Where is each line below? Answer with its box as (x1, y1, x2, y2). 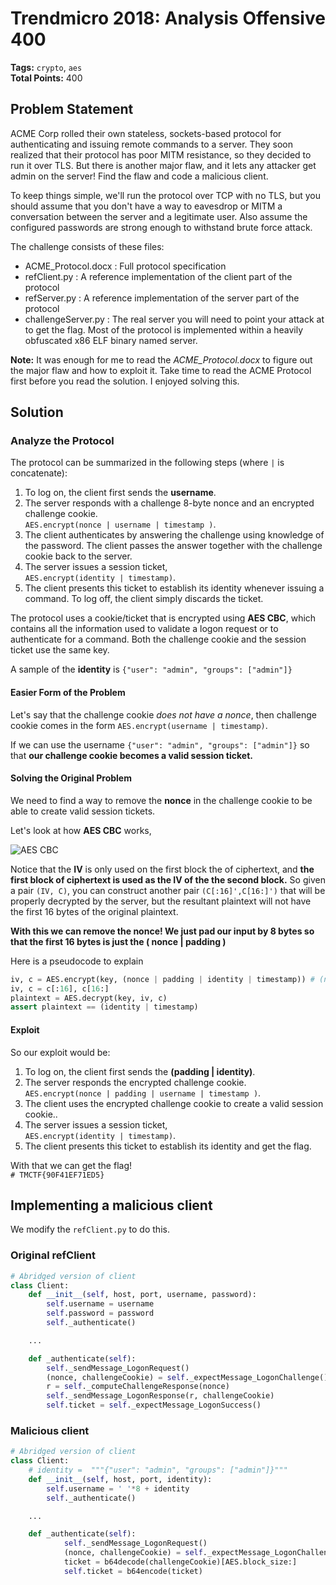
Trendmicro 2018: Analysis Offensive (10, 7, 326, 30)
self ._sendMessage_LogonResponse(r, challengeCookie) (46, 1391, 275, 1401)
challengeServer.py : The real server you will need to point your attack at (24, 313, 325, 325)
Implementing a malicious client (10, 1197, 213, 1214)
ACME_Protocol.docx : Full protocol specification (24, 260, 227, 272)
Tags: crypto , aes (10, 61, 83, 73)
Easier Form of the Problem (10, 687, 126, 699)
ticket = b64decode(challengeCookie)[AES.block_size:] (63, 1557, 298, 1567)
